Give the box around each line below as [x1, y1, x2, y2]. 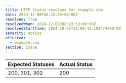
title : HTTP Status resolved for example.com [5, 7, 103, 13]
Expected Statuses [8, 61, 55, 68]
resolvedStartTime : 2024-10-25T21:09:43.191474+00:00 [5, 26, 121, 31]
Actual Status [59, 61, 93, 68]
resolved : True [5, 17, 37, 22]
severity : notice [5, 31, 42, 36]
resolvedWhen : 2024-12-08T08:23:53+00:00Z [5, 21, 96, 27]
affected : [5, 36, 26, 41]
